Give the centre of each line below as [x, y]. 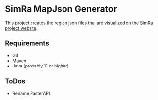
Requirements [27, 44]
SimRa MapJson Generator [61, 9]
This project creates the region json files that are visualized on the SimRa [79, 23]
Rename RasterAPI [31, 93]
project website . [21, 28]
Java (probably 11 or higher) [40, 66]
